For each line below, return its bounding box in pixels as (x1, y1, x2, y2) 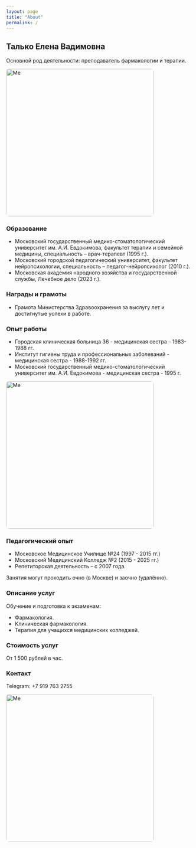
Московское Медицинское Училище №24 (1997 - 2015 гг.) (14, 550, 161, 558)
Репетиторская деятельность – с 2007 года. (14, 563, 126, 570)
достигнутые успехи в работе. (14, 310, 92, 317)
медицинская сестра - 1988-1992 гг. (14, 357, 106, 364)
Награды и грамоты (6, 290, 67, 299)
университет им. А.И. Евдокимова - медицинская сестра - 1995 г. (14, 369, 181, 376)
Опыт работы (6, 325, 47, 333)
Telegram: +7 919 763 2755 (6, 683, 73, 690)
